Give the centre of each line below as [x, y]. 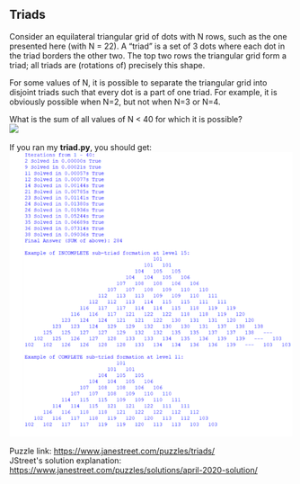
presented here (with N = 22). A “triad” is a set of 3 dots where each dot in [147, 46]
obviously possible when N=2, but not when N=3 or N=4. [115, 102]
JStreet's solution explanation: [66, 460]
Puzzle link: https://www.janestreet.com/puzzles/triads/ [112, 451]
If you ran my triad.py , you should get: [81, 147]
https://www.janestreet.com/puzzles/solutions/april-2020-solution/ [133, 470]
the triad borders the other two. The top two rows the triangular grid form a [148, 55]
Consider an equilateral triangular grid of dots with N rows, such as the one [148, 36]
